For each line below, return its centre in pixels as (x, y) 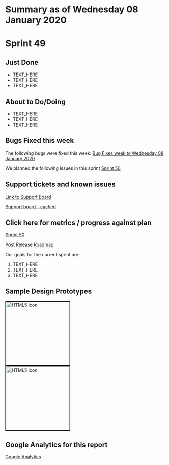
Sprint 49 (25, 44)
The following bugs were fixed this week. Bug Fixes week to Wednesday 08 (84, 153)
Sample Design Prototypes (49, 291)
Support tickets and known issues (60, 185)
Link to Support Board (28, 197)
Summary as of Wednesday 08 (72, 9)
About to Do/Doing (36, 101)
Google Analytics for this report (57, 444)
